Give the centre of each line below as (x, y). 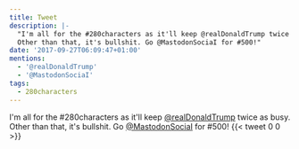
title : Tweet (33, 17)
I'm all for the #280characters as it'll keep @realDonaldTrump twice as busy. (150, 117)
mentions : (28, 59)
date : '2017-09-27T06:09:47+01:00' (75, 51)
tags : (19, 83)
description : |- (39, 26)
